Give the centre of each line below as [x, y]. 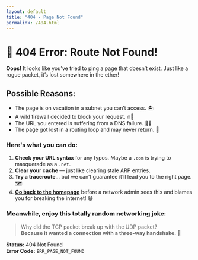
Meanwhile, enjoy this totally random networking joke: [86, 214]
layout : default [26, 12]
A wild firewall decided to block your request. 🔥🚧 [74, 117]
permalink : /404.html [33, 23]
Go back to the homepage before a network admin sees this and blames [103, 192]
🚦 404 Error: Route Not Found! [82, 52]
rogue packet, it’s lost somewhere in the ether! [63, 75]
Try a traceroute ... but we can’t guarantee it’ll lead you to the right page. [103, 177]
